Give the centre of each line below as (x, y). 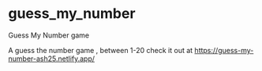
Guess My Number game (49, 35)
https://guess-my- (224, 50)
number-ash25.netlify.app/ (52, 59)
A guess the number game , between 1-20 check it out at (101, 50)
